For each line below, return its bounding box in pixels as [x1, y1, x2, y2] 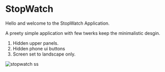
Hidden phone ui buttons [12, 45, 66, 51]
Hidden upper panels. [12, 40, 59, 46]
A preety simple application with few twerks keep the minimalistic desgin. [5, 30, 160, 36]
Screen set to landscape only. [12, 51, 76, 57]
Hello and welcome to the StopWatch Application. [5, 20, 110, 26]
